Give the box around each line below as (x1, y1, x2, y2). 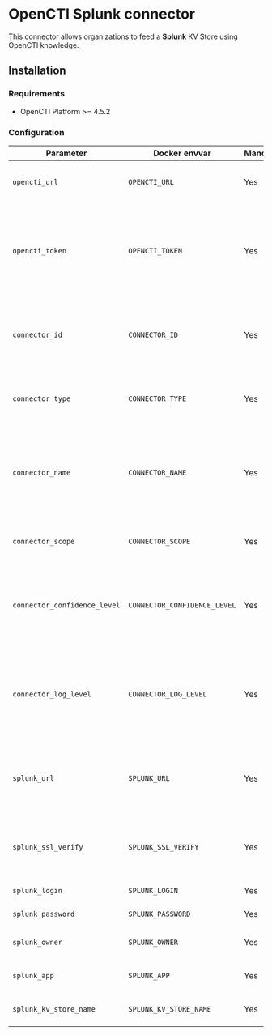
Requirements (8, 88, 66, 100)
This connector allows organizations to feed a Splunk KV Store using (8, 32, 239, 41)
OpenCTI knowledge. (8, 40, 79, 49)
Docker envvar (153, 147, 212, 159)
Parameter (45, 147, 87, 159)
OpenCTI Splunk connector (8, 5, 196, 23)
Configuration (8, 126, 65, 138)
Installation (8, 64, 66, 78)
